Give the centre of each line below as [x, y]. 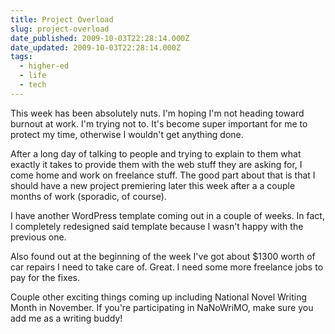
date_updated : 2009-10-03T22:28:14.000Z [96, 47]
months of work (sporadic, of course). [88, 196]
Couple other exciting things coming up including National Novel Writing [158, 297]
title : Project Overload [62, 19]
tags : [21, 57]
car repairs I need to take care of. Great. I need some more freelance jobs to [167, 267]
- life [33, 76]
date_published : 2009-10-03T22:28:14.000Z [100, 38]
